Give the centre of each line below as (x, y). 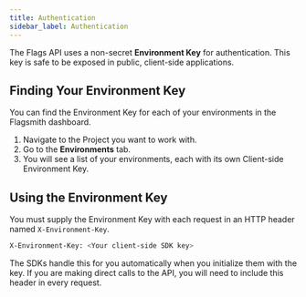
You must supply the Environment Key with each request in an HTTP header (152, 220)
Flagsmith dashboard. (50, 122)
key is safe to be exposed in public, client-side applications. (122, 62)
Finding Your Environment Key (98, 91)
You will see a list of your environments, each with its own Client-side (153, 159)
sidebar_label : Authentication (69, 26)
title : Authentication (53, 18)
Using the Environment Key (89, 197)
